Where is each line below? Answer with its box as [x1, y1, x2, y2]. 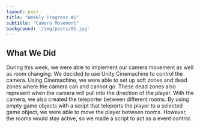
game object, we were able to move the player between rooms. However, [6, 109, 187, 116]
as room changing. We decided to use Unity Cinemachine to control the [6, 70, 183, 78]
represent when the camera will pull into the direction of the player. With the [6, 90, 194, 97]
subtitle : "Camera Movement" [6, 20, 79, 26]
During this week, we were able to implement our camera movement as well [6, 64, 194, 71]
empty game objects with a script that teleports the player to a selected [6, 102, 183, 109]
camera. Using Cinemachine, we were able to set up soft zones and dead [6, 76, 187, 84]
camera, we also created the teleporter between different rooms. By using [6, 96, 189, 103]
